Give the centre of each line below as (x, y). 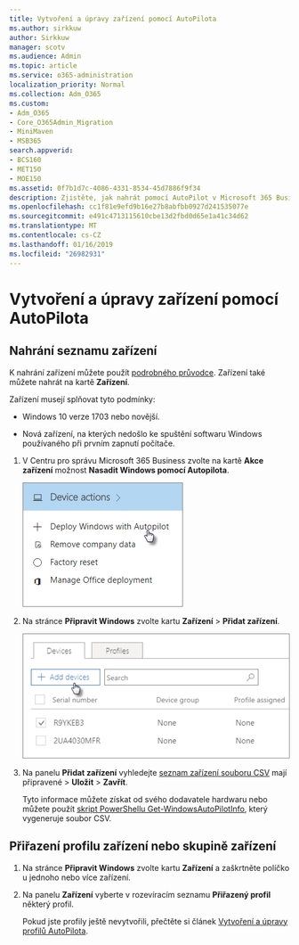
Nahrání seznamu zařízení (83, 351)
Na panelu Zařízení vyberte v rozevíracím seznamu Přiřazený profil (146, 894)
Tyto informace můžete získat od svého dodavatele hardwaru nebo (145, 799)
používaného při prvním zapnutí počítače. (98, 443)
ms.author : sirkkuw (45, 28)
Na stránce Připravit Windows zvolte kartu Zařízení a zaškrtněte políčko (156, 867)
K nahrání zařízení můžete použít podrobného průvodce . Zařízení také (137, 372)
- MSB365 (25, 141)
